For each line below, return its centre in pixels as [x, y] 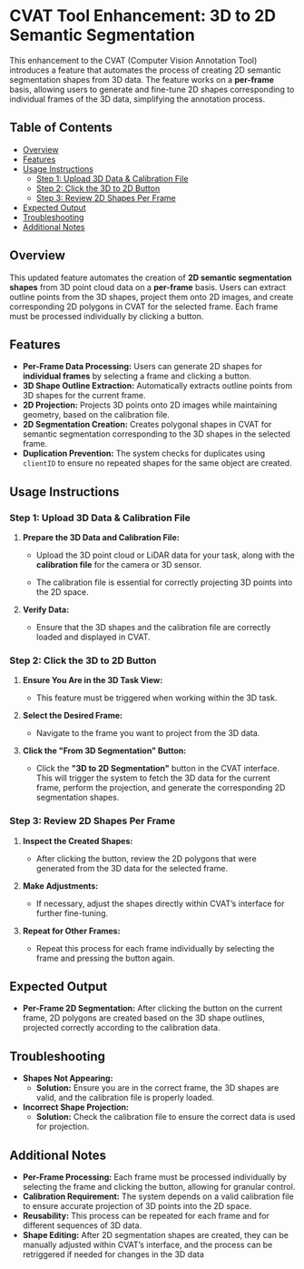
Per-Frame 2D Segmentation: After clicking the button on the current [152, 1008]
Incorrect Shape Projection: [76, 1107]
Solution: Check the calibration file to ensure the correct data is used [166, 1117]
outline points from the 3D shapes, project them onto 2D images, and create [152, 297]
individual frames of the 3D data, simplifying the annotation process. [137, 99]
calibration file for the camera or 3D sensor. [119, 565]
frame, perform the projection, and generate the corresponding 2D [161, 788]
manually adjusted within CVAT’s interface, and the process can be [147, 1245]
